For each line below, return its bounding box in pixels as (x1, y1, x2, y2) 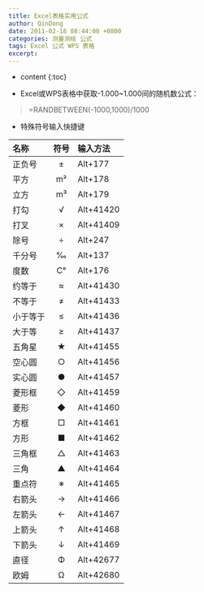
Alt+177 (77, 158, 110, 169)
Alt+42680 (77, 569, 120, 581)
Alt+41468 (77, 524, 120, 534)
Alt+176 (77, 265, 110, 276)
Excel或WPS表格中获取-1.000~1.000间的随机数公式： (20, 89, 199, 98)
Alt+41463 (77, 447, 120, 459)
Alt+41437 (77, 326, 120, 337)
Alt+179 (77, 188, 110, 200)
